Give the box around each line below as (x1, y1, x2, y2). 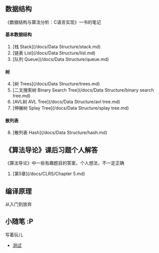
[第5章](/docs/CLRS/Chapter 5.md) (12, 171, 86, 177)
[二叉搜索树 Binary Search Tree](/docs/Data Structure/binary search (12, 87, 154, 93)
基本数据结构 (5, 32, 32, 38)
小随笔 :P (5, 217, 34, 226)
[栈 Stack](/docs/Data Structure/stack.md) (12, 44, 101, 50)
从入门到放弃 (5, 201, 32, 207)
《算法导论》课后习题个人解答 (5, 145, 98, 154)
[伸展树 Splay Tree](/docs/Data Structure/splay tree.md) (12, 105, 129, 111)
